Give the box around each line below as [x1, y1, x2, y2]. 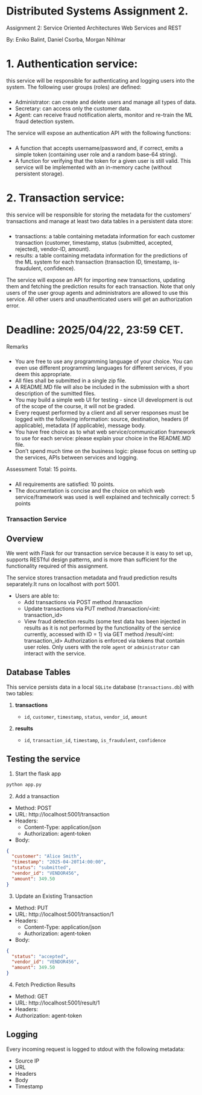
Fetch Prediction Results [14, 981, 76, 988]
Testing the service [6, 754, 80, 764]
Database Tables [6, 667, 71, 678]
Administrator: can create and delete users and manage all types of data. [14, 98, 197, 106]
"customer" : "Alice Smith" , [11, 853, 83, 860]
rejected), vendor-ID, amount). [14, 245, 90, 253]
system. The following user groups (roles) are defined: [6, 83, 142, 90]
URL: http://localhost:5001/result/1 [14, 999, 100, 1006]
